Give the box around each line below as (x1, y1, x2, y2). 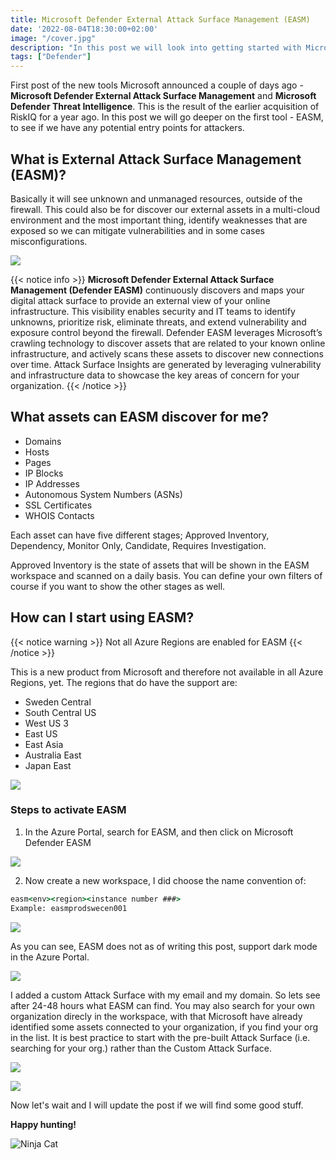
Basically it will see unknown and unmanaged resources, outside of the (10, 192, 303, 205)
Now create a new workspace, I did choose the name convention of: (24, 874, 307, 886)
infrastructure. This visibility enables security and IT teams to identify (10, 305, 296, 317)
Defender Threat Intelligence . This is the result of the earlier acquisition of (10, 101, 320, 113)
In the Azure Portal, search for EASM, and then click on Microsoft (24, 826, 294, 838)
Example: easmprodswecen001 (10, 903, 128, 913)
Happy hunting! (10, 1118, 77, 1130)
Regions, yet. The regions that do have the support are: (10, 676, 238, 688)
